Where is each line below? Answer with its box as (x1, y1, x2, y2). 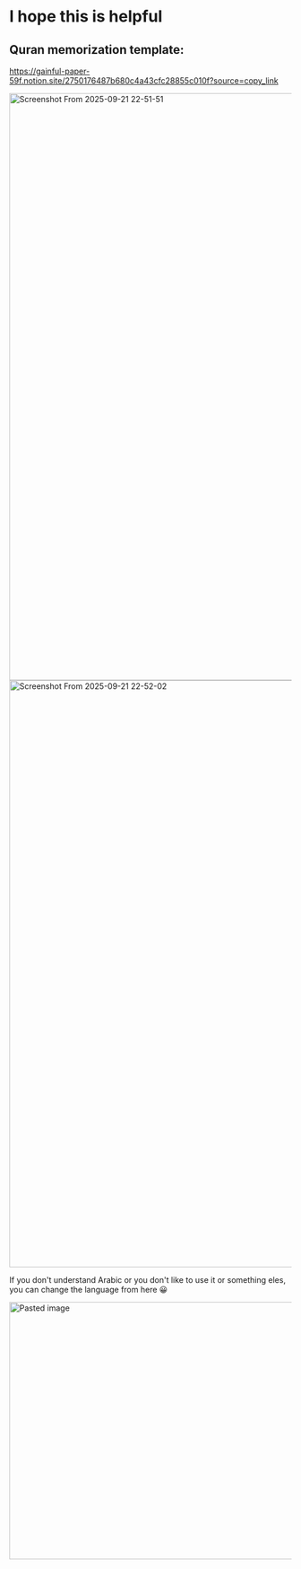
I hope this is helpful (9, 6, 163, 27)
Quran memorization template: (9, 42, 185, 57)
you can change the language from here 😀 (9, 1285, 168, 1294)
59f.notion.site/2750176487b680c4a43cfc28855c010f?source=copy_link (9, 75, 279, 86)
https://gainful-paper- (9, 65, 90, 76)
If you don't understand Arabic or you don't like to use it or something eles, (9, 1275, 287, 1285)
